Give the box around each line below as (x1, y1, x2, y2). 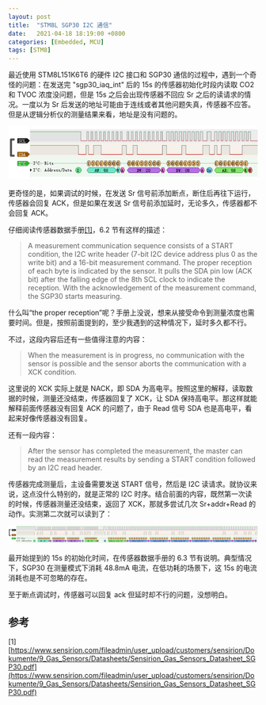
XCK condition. (27, 367, 77, 377)
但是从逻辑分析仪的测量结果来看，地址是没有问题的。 (8, 109, 182, 119)
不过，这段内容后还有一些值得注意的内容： (8, 335, 147, 344)
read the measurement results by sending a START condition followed (27, 454, 256, 464)
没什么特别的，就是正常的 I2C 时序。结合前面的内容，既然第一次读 (35, 489, 253, 499)
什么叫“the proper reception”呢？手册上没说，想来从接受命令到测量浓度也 (8, 308, 248, 317)
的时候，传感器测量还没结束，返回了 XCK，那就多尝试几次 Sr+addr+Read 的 (8, 500, 256, 509)
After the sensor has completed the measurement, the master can (27, 446, 243, 456)
